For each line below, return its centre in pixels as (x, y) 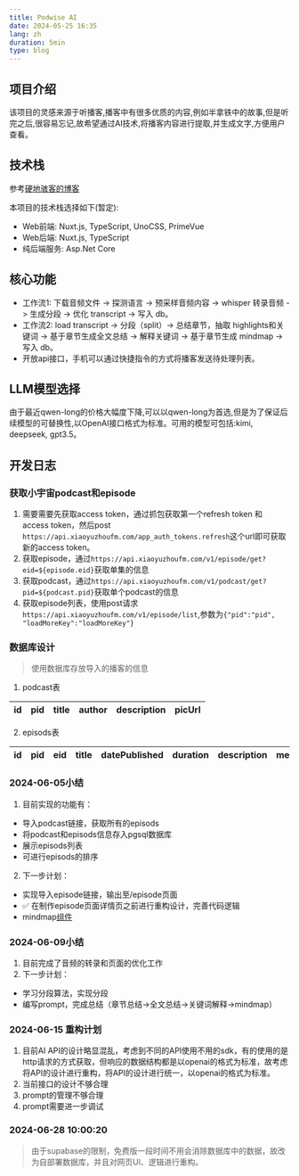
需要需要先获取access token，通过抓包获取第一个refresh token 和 (142, 514)
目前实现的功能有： (57, 804)
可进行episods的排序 (60, 856)
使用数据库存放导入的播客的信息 (89, 669)
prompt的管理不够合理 (63, 1095)
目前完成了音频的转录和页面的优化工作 (92, 963)
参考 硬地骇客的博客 (44, 188)
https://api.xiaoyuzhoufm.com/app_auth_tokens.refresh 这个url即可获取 (154, 537)
